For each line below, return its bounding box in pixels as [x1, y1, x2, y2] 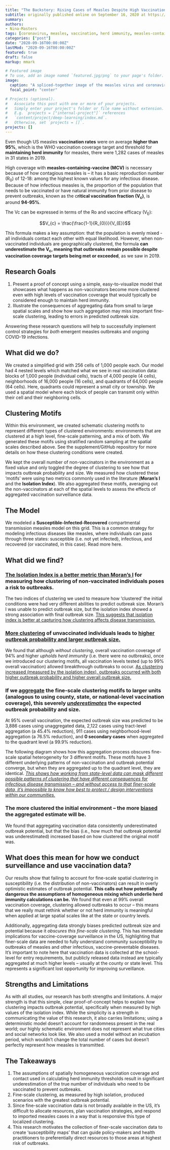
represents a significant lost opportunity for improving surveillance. [5, 965, 146, 972]
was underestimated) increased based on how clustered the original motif [5, 833, 159, 839]
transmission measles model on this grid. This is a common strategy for [5, 525, 154, 531]
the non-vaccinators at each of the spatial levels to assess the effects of [5, 486, 156, 492]
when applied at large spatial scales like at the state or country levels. [5, 912, 150, 918]
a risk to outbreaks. [5, 584, 54, 591]
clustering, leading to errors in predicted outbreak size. [25, 313, 140, 319]
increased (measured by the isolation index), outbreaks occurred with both [5, 669, 161, 675]
